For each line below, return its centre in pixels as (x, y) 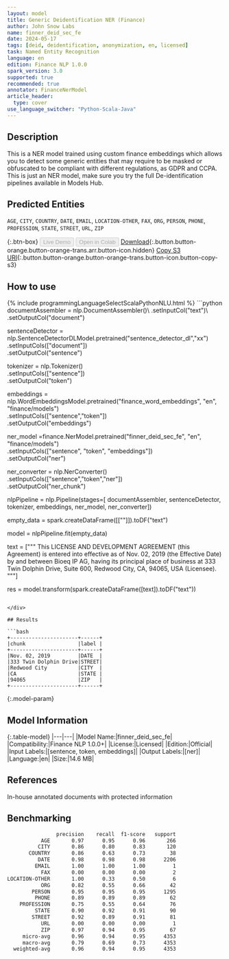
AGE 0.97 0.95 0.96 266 (108, 841)
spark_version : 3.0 (35, 71)
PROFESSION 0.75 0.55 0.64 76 (98, 904)
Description (33, 137)
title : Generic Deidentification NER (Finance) (76, 20)
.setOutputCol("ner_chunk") (47, 486)
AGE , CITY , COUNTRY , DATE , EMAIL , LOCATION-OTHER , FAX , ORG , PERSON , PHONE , (106, 221)
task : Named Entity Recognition (53, 52)
